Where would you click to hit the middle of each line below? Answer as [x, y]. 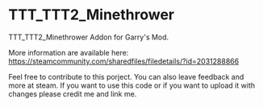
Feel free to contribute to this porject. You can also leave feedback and [126, 76]
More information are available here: [69, 52]
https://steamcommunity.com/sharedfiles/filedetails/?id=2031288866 [124, 61]
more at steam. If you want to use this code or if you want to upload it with [132, 85]
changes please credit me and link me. [73, 93]
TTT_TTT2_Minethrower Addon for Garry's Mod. [89, 37]
